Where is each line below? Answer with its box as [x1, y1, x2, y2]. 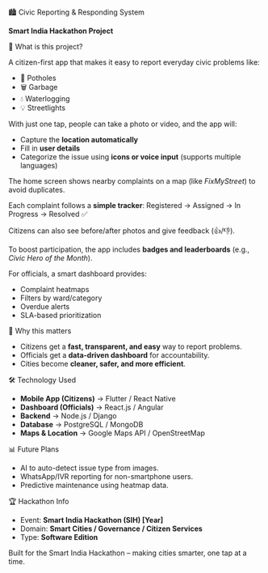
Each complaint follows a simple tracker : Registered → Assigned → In [8, 201, 241, 210]
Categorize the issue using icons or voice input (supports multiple [19, 152, 241, 161]
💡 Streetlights [19, 103, 66, 112]
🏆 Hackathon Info [8, 497, 69, 506]
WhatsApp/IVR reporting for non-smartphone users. [19, 472, 194, 481]
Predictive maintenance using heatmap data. [19, 481, 169, 490]
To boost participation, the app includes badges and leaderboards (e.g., [8, 244, 250, 254]
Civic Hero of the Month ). [8, 253, 93, 262]
